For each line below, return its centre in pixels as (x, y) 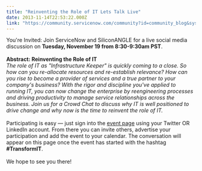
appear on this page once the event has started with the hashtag (86, 143)
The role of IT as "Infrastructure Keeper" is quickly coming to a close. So (96, 66)
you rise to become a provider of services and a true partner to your (91, 78)
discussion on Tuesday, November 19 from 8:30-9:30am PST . (84, 46)
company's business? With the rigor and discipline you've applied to (91, 85)
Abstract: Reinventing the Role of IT (52, 59)
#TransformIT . (25, 149)
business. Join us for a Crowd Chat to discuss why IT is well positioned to (98, 104)
